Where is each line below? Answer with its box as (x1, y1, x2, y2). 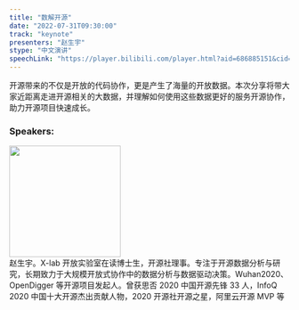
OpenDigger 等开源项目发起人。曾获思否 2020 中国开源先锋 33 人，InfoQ (9, 280, 278, 290)
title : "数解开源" (9, 12, 73, 22)
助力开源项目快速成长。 (9, 102, 95, 112)
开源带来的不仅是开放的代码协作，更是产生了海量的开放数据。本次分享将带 (9, 80, 282, 90)
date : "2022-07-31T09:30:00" (9, 21, 117, 30)
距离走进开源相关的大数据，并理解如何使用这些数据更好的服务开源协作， (24, 91, 290, 102)
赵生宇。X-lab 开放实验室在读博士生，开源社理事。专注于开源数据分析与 (9, 257, 273, 268)
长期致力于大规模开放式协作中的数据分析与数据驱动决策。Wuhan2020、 (24, 269, 289, 280)
